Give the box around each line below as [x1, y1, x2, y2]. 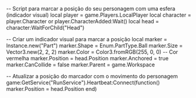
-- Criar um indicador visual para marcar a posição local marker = [6, 36, 167, 42]
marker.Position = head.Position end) [6, 85, 97, 92]
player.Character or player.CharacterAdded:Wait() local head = [6, 18, 160, 24]
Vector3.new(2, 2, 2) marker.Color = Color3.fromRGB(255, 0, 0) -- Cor [6, 48, 179, 56]
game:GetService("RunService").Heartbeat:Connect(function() [6, 79, 160, 86]
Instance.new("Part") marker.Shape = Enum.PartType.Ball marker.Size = [6, 42, 183, 49]
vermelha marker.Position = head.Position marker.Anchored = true [6, 55, 169, 62]
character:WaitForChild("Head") [6, 24, 85, 31]
